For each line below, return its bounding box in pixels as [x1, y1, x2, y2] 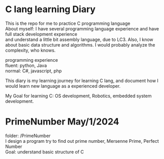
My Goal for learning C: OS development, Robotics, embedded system [5, 93, 152, 99]
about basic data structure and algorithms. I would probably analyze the [5, 42, 155, 48]
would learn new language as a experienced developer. [5, 83, 120, 89]
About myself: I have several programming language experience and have [5, 25, 159, 31]
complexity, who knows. [5, 47, 56, 53]
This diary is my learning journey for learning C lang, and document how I [5, 77, 158, 84]
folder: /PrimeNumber [5, 133, 51, 139]
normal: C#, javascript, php [5, 67, 62, 74]
